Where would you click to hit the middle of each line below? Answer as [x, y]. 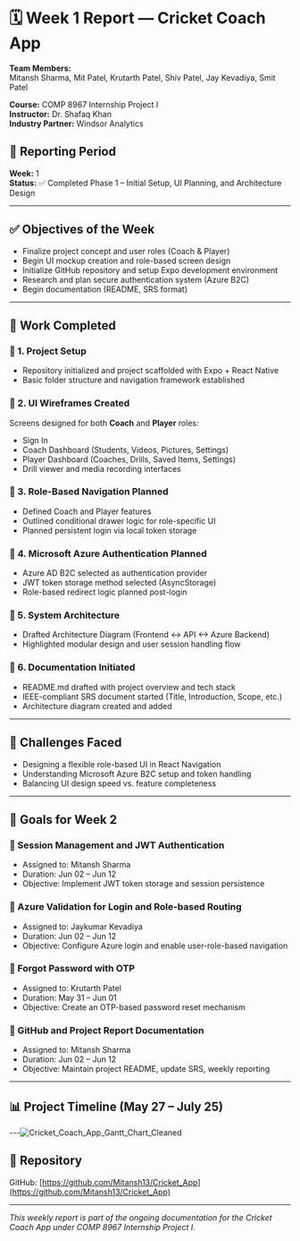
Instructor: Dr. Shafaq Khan [60, 114]
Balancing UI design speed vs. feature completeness [119, 783]
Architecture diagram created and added [97, 706]
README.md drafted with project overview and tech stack [129, 687]
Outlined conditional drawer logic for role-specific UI [119, 520]
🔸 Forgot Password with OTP [72, 969]
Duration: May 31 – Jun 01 [70, 997]
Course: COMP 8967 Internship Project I [84, 104]
